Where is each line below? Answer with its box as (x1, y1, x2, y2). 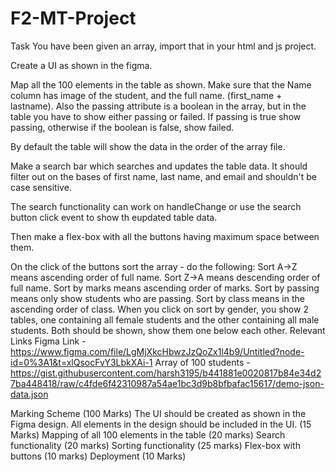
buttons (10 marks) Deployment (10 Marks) (10, 450, 187, 462)
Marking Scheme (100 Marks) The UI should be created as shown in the (10, 407, 307, 419)
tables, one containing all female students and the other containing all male (10, 313, 320, 326)
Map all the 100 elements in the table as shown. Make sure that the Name (10, 78, 312, 91)
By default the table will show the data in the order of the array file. (10, 140, 286, 152)
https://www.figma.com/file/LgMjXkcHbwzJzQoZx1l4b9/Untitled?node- (10, 345, 305, 357)
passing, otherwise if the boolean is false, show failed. (10, 121, 235, 133)
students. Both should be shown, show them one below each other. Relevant (10, 324, 326, 336)
